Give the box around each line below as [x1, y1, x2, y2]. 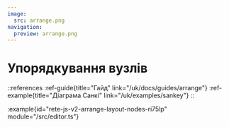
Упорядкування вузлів [7, 61, 148, 76]
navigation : [7, 23, 43, 30]
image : [7, 10, 27, 18]
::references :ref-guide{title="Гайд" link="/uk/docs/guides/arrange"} [7, 84, 208, 92]
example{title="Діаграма [7, 91, 82, 99]
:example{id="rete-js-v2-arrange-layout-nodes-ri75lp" [7, 105, 168, 114]
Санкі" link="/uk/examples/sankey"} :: [82, 91, 195, 99]
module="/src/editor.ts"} [7, 112, 79, 121]
